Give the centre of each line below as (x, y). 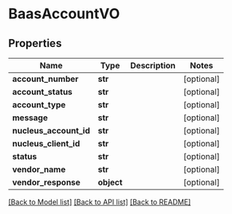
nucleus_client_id (46, 144)
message (30, 118)
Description (153, 66)
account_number (45, 79)
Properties (35, 43)
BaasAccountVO (64, 14)
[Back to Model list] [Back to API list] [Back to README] (100, 202)
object (110, 182)
